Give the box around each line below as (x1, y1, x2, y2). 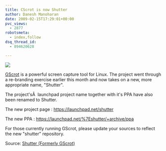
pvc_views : (5, 21, 28, 26)
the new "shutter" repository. (5, 131, 64, 137)
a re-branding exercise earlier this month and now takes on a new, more (5, 76, 152, 82)
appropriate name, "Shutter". (5, 82, 64, 88)
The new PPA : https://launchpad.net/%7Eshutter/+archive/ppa (5, 116, 134, 122)
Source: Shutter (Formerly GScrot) (5, 140, 75, 146)
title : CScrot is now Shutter (5, 7, 68, 12)
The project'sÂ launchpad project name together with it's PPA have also (5, 91, 153, 97)
